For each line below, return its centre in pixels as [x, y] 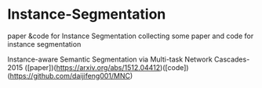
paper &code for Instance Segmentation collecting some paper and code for [131, 36]
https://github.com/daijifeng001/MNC [70, 76]
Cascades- [232, 59]
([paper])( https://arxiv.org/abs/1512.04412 [93, 67]
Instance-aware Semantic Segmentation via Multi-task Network [110, 59]
